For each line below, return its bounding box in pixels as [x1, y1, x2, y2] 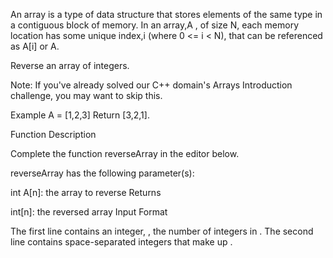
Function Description [10, 129, 97, 140]
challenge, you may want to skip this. [10, 90, 163, 101]
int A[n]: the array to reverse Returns [10, 187, 162, 198]
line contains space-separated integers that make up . [10, 236, 233, 248]
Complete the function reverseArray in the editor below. [10, 148, 240, 159]
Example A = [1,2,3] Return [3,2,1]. [10, 109, 150, 121]
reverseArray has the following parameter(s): [10, 167, 195, 179]
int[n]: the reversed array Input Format [10, 206, 168, 218]
